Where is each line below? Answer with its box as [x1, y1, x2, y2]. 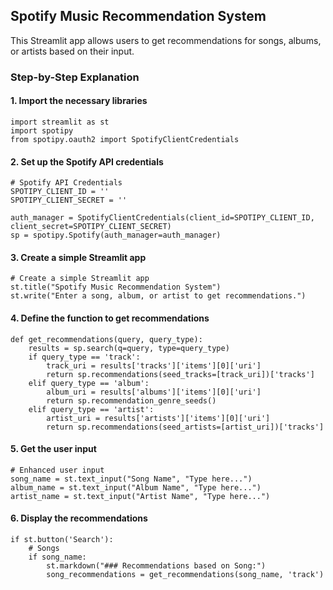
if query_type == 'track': [28, 352, 141, 362]
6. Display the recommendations [10, 512, 148, 524]
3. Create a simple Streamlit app [10, 251, 147, 263]
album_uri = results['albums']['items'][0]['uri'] [46, 387, 262, 397]
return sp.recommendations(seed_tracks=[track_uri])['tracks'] [46, 369, 315, 379]
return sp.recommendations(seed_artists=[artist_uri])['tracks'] [46, 422, 325, 432]
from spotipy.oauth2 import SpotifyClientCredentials [10, 134, 240, 144]
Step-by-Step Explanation [10, 70, 140, 84]
